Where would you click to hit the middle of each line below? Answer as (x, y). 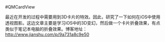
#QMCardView (20, 7)
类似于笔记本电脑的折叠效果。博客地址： (46, 29)
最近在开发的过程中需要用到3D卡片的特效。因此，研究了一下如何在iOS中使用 (83, 17)
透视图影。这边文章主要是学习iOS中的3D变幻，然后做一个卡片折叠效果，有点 (83, 23)
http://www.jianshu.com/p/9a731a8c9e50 (47, 34)
